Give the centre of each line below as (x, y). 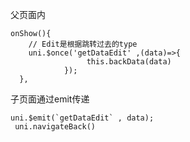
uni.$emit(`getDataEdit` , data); (82, 118)
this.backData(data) (129, 62)
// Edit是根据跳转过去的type (83, 44)
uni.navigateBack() (55, 127)
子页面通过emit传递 (50, 99)
